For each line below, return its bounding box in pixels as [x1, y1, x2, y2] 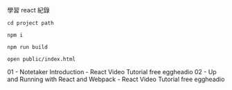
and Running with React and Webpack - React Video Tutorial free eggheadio [7, 75, 225, 83]
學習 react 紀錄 [7, 6, 50, 14]
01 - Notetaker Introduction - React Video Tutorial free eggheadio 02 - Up [7, 68, 217, 76]
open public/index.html [7, 56, 76, 63]
